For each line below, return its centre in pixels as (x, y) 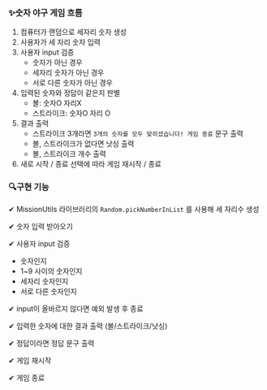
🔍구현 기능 (29, 187)
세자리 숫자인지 (44, 281)
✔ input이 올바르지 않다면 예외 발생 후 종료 (76, 308)
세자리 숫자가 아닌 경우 (68, 73)
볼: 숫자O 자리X (57, 103)
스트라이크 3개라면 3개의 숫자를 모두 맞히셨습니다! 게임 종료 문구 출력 (138, 134)
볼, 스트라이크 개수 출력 (69, 154)
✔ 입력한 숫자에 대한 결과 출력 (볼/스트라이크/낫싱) (88, 326)
